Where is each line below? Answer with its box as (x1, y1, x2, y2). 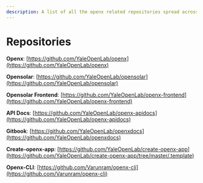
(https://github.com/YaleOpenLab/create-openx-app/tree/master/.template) (6, 152, 195, 159)
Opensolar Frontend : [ (6, 91, 63, 98)
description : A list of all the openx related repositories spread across (6, 8, 199, 15)
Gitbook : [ (6, 127, 32, 135)
